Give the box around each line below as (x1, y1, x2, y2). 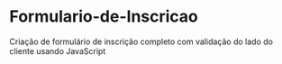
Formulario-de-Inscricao (9, 6, 198, 27)
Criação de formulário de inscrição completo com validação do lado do (9, 36, 273, 47)
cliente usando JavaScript (9, 45, 106, 56)
